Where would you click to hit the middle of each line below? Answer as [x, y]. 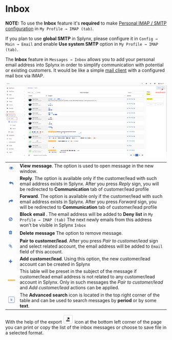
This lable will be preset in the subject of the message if [78, 271]
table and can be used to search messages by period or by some [88, 300]
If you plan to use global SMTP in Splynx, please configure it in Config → [81, 38]
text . [25, 306]
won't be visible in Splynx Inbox [53, 225]
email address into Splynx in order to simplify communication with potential [84, 65]
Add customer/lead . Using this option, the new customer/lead [85, 259]
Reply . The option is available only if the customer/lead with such [88, 178]
